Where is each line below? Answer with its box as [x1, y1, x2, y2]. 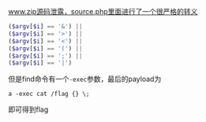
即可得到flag [8, 105, 49, 114]
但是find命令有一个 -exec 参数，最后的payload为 [8, 74, 162, 84]
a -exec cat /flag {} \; [8, 90, 90, 98]
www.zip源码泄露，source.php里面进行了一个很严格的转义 [8, 7, 198, 16]
